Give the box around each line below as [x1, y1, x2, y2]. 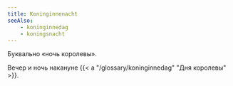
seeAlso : [7, 17, 33, 24]
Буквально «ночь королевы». [7, 50, 98, 58]
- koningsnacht [20, 30, 66, 38]
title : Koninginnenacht [7, 10, 78, 18]
